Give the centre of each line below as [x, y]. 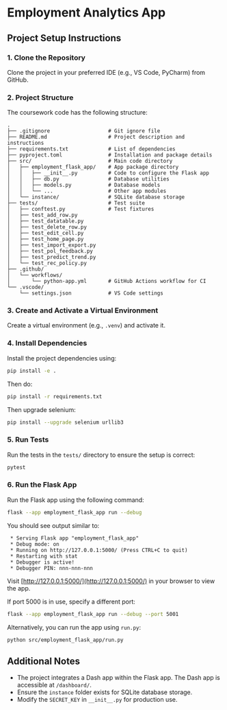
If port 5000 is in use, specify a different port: [71, 602]
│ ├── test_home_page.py [45, 239]
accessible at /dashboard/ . [54, 685]
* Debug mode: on [35, 544]
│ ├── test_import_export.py [52, 245]
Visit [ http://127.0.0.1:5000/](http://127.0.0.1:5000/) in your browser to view [111, 581]
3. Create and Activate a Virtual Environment [83, 310]
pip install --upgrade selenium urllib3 [66, 422]
